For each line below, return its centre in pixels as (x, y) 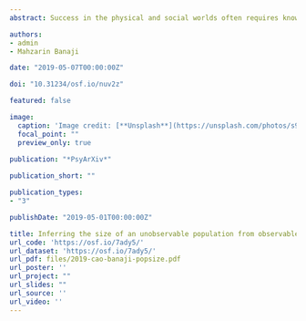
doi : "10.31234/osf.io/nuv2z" (67, 84)
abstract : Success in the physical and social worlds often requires (144, 18)
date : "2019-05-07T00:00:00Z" (67, 68)
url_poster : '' (38, 268)
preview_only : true (55, 142)
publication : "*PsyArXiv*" (61, 160)
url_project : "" (40, 276)
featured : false (40, 101)
